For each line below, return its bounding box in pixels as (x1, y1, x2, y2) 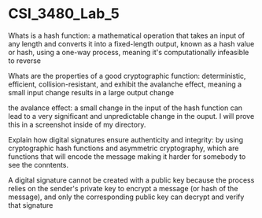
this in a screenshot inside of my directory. (8, 120, 146, 129)
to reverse (8, 56, 42, 65)
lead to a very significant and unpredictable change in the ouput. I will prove (8, 111, 255, 120)
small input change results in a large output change (8, 87, 175, 97)
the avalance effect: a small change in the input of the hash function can (8, 103, 242, 113)
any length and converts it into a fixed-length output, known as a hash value (8, 39, 255, 48)
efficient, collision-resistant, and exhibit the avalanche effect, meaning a (8, 79, 242, 89)
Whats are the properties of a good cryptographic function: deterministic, (8, 71, 246, 80)
